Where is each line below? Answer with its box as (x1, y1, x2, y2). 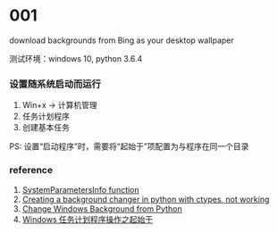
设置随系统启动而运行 (9, 78, 101, 90)
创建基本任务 (21, 122, 70, 133)
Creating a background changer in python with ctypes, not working (21, 194, 270, 204)
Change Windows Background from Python (21, 203, 182, 214)
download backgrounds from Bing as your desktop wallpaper (9, 35, 234, 46)
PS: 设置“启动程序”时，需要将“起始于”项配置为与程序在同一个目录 (9, 141, 249, 152)
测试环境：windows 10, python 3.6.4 (9, 53, 143, 63)
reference (9, 164, 54, 177)
